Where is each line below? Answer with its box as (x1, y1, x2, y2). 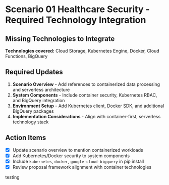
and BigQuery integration (12, 97, 65, 103)
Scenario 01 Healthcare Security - (5, 4, 150, 15)
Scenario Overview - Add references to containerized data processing (12, 81, 160, 87)
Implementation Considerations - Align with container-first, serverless (12, 113, 161, 119)
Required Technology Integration (5, 14, 146, 26)
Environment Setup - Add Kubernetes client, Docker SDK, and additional (12, 103, 164, 109)
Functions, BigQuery (5, 53, 48, 59)
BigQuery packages (12, 108, 54, 114)
